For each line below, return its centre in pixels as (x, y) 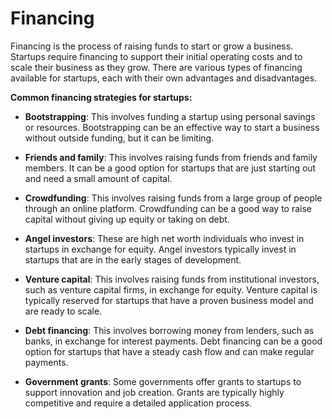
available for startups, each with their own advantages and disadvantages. (164, 78)
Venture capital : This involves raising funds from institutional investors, (172, 279)
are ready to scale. (63, 311)
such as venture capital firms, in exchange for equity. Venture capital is (171, 289)
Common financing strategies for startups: (101, 97)
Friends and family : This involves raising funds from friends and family (171, 157)
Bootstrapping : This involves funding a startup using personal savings (170, 116)
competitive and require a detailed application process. (138, 403)
